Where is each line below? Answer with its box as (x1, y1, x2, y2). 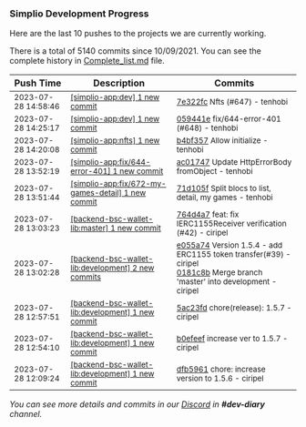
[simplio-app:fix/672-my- (69, 178, 167, 189)
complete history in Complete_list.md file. (9, 56, 166, 66)
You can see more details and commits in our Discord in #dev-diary (9, 399, 266, 410)
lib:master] (69, 223, 109, 234)
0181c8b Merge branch (176, 268, 263, 278)
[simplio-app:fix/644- (69, 158, 151, 168)
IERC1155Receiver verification (176, 219, 287, 229)
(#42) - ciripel (176, 228, 229, 239)
